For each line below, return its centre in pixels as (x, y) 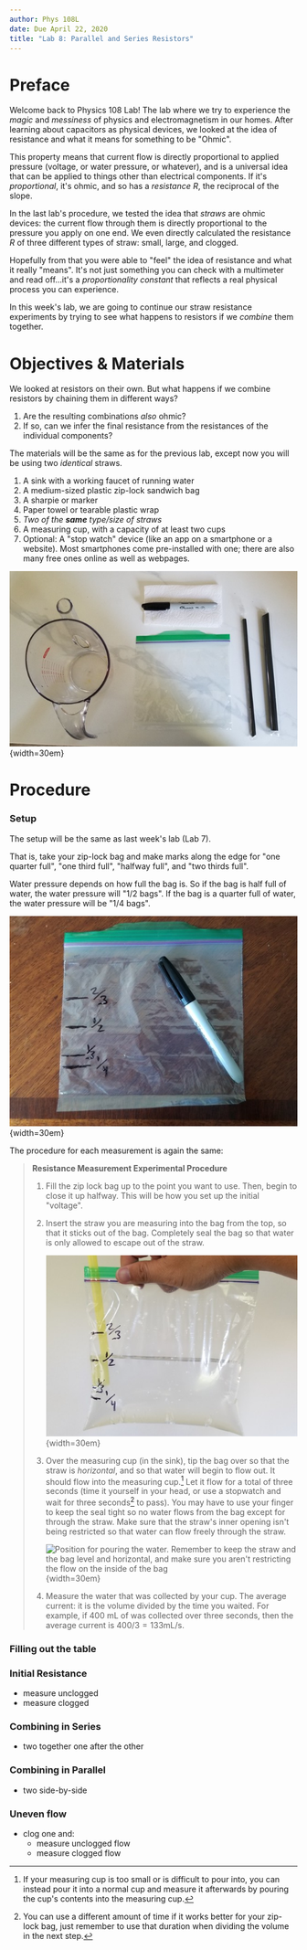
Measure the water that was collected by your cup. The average (166, 1595)
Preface (40, 85)
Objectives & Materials (97, 363)
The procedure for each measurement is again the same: (116, 1150)
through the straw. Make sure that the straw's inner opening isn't (167, 1521)
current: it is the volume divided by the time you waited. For (157, 1606)
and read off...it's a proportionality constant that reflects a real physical (143, 280)
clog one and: (48, 1833)
